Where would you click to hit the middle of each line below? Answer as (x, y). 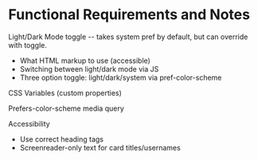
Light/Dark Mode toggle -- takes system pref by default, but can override (128, 37)
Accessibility (29, 123)
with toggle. (28, 45)
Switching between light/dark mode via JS (89, 68)
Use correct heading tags (61, 139)
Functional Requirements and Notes (129, 15)
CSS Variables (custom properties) (65, 92)
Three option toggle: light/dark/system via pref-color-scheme (121, 77)
